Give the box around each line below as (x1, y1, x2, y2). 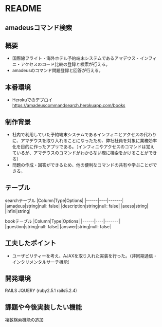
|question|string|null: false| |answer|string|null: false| (5, 223, 111, 229)
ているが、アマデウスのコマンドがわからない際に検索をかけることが (12, 150, 149, 156)
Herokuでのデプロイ (12, 97, 53, 103)
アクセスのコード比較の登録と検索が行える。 (20, 61, 110, 67)
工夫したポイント (5, 239, 56, 247)
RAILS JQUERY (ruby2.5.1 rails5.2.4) (5, 288, 77, 293)
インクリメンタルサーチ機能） (12, 259, 72, 265)
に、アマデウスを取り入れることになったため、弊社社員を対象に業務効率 (12, 138, 157, 144)
